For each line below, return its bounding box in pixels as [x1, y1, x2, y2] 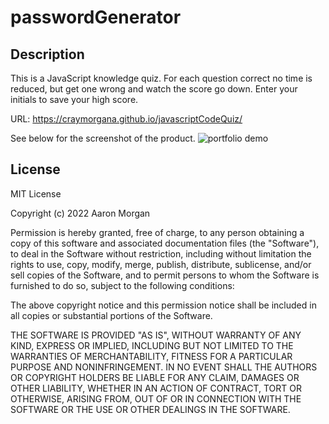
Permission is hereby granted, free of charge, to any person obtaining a [10, 226, 305, 238]
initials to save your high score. [10, 94, 139, 105]
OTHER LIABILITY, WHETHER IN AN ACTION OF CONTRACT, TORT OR [10, 382, 302, 394]
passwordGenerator [10, 6, 182, 29]
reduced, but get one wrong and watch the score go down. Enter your [10, 83, 298, 95]
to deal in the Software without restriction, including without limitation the [10, 247, 312, 260]
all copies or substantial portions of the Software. [10, 309, 213, 321]
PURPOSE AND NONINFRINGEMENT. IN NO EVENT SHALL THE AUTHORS [10, 361, 318, 373]
